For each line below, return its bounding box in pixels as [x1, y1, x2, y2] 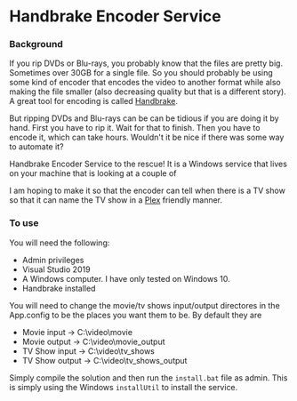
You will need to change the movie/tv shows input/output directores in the [9, 300, 280, 310]
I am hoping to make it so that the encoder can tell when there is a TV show [9, 185, 286, 196]
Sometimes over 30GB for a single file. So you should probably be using [9, 68, 273, 78]
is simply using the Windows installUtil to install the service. [9, 381, 238, 392]
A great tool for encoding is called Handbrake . [9, 96, 178, 107]
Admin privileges [21, 254, 84, 265]
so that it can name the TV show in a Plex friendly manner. [9, 195, 223, 205]
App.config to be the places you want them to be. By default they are [9, 309, 262, 320]
